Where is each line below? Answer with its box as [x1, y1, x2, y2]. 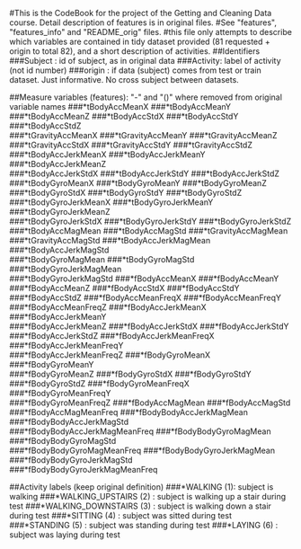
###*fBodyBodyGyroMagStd [9, 436, 117, 446]
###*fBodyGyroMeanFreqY [9, 388, 111, 398]
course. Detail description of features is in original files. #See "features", [9, 17, 277, 28]
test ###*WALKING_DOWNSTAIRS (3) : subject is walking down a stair [9, 500, 272, 511]
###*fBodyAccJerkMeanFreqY [9, 341, 124, 350]
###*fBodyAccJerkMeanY [9, 312, 107, 322]
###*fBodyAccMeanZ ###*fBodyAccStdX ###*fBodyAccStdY [9, 283, 240, 293]
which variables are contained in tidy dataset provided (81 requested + [9, 36, 271, 47]
